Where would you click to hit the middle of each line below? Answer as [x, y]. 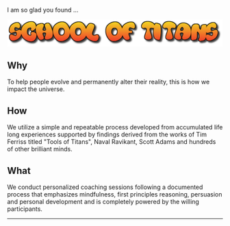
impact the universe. [36, 89]
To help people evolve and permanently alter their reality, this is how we [108, 82]
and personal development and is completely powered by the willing [103, 201]
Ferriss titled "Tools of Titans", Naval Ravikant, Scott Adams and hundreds [112, 142]
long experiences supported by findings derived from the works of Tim [107, 135]
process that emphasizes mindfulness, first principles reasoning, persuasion [115, 194]
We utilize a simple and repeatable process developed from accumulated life [115, 127]
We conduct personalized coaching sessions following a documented [105, 187]
